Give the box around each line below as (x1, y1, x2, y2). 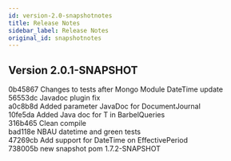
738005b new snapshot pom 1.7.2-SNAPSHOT (8, 144, 161, 154)
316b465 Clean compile (8, 119, 86, 128)
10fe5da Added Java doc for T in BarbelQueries (8, 110, 165, 120)
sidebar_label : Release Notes (8, 26, 110, 34)
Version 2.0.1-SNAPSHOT (8, 63, 138, 77)
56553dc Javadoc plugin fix (8, 93, 101, 103)
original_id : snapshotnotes (8, 33, 102, 42)
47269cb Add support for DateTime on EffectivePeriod (8, 135, 189, 145)
